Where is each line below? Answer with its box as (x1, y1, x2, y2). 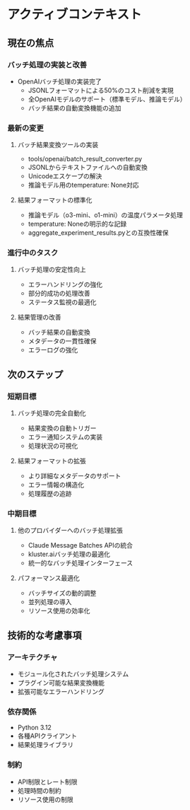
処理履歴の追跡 (28, 490, 72, 498)
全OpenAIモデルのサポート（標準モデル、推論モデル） (28, 95, 186, 103)
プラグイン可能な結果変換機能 (17, 678, 105, 687)
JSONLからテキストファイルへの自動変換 (28, 163, 148, 172)
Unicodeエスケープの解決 (28, 172, 102, 180)
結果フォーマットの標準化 (17, 196, 93, 204)
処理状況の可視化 (28, 441, 78, 450)
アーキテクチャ (7, 652, 58, 662)
